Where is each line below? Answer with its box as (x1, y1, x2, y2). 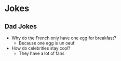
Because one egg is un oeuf (18, 40, 75, 46)
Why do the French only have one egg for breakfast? (11, 35, 117, 41)
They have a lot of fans (18, 50, 65, 56)
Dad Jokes (4, 22, 37, 30)
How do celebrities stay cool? (11, 46, 71, 51)
